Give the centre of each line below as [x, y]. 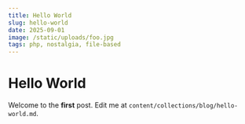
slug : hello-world [38, 23]
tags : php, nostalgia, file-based [65, 45]
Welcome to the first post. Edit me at [68, 105]
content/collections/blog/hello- [183, 106]
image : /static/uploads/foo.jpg [61, 37]
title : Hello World [40, 15]
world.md [22, 115]
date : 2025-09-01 [37, 30]
